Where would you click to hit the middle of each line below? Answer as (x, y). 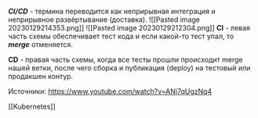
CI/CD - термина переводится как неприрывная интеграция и (112, 11)
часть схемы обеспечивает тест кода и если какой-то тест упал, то (121, 36)
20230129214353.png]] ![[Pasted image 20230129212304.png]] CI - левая (129, 28)
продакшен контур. (41, 76)
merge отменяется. (40, 45)
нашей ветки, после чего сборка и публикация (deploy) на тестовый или (129, 68)
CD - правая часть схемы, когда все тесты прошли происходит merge (125, 59)
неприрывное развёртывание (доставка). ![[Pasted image (104, 20)
